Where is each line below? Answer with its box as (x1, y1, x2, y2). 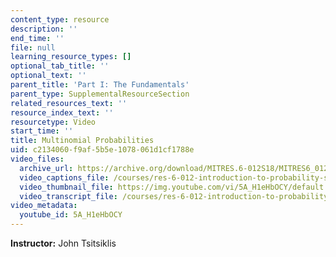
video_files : (10, 154, 65, 164)
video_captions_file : (19, 172, 110, 183)
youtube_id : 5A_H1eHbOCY (19, 210, 123, 220)
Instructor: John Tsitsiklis (10, 237, 117, 249)
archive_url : (19, 163, 74, 173)
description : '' (10, 24, 78, 34)
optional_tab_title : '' (10, 61, 110, 71)
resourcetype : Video (10, 117, 97, 127)
